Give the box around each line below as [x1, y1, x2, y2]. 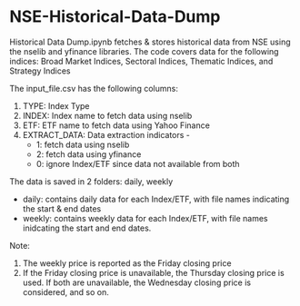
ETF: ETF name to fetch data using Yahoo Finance [22, 120, 211, 131]
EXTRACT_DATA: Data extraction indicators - [22, 129, 191, 140]
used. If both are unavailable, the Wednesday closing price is [22, 277, 252, 288]
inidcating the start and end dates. [22, 222, 152, 233]
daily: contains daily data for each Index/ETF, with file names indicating [22, 193, 290, 204]
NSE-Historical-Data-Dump [9, 6, 221, 27]
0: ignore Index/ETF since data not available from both [35, 158, 240, 169]
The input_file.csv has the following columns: [9, 83, 179, 94]
